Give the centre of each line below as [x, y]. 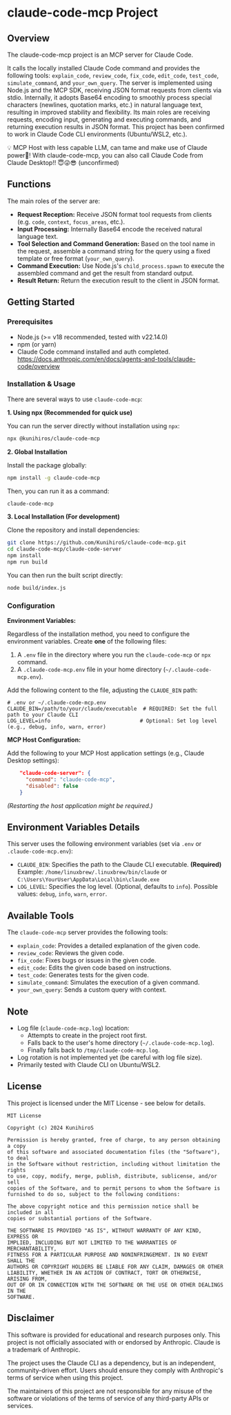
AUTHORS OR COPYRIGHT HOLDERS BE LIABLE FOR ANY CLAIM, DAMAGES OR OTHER [115, 1267]
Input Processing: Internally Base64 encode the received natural [109, 229]
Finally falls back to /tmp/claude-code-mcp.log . [93, 1050]
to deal [18, 1158]
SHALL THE [21, 1261]
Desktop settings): [33, 760]
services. [20, 1405]
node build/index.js [37, 588]
